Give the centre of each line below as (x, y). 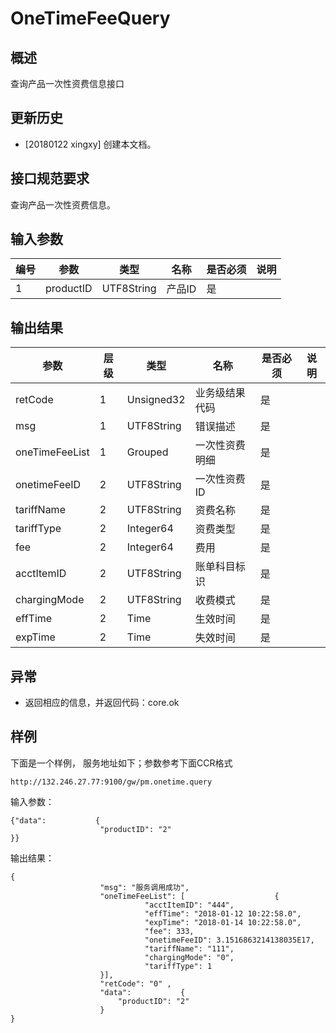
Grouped (147, 452)
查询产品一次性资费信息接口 (67, 83)
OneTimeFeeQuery (90, 18)
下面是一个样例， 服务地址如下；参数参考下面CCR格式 (121, 763)
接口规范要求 (50, 178)
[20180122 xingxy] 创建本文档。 (90, 144)
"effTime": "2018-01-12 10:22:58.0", (223, 913)
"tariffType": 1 (178, 966)
